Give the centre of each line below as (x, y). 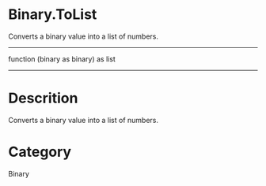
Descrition (43, 98)
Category (40, 152)
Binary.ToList (53, 15)
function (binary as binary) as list (62, 59)
